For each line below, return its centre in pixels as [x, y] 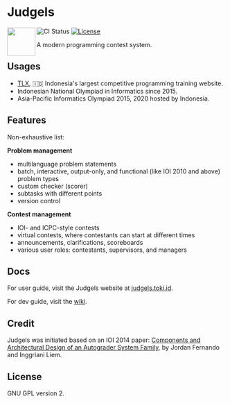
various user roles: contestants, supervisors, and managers [102, 250]
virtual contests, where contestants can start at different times [106, 235]
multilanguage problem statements [67, 164]
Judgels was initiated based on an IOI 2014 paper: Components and [104, 340]
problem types [38, 178]
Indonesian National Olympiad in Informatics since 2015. [97, 91]
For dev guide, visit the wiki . [47, 302]
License [25, 376]
